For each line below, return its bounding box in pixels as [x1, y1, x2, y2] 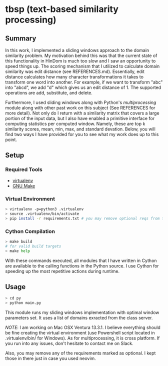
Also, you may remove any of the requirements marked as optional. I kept [5, 350, 156, 356]
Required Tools [5, 166, 42, 173]
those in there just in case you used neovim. [5, 355, 96, 361]
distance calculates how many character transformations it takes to [5, 74, 144, 79]
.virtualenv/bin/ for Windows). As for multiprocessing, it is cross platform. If [5, 335, 160, 341]
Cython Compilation [5, 227, 55, 234]
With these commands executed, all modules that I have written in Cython [5, 257, 157, 263]
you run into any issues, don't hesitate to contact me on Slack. [5, 340, 133, 346]
